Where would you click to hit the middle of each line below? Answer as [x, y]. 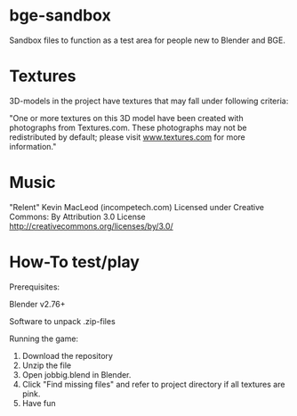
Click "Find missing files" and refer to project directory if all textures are [153, 384]
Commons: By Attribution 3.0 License [77, 216]
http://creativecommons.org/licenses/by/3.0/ [91, 226]
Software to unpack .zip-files [62, 321]
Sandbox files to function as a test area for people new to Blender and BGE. [148, 40]
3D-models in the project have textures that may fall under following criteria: [149, 101]
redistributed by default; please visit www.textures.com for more [128, 137]
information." [33, 146]
